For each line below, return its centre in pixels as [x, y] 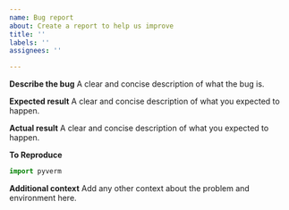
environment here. [43, 198]
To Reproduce [36, 155]
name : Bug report [42, 17]
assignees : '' [36, 51]
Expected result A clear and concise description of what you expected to [144, 101]
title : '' [28, 34]
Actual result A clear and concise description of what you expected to [139, 128]
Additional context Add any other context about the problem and [130, 188]
